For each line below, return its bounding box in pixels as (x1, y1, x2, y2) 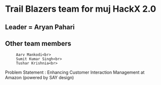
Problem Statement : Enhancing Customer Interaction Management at (5, 69, 145, 75)
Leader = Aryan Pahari (5, 23, 75, 31)
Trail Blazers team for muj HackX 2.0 (5, 3, 156, 15)
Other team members (5, 39, 72, 47)
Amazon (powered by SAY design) (5, 75, 74, 81)
